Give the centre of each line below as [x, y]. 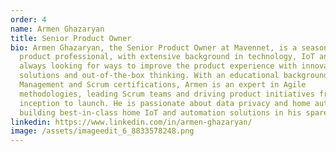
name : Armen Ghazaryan [57, 29]
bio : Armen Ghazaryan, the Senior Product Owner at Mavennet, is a [154, 47]
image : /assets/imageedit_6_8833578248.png [102, 131]
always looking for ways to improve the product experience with [158, 66]
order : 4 [28, 19]
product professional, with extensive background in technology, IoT [167, 57]
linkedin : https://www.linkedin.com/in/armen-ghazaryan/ [131, 122]
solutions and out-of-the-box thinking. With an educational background [174, 76]
